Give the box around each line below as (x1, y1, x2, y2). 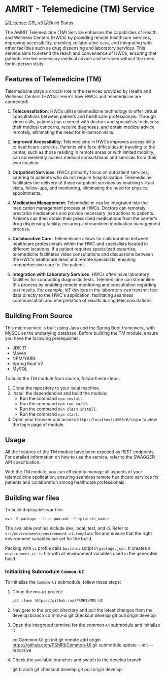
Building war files (5, 494, 60, 502)
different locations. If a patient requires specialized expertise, (12, 246, 137, 252)
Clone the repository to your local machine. (12, 385, 100, 391)
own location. (12, 159, 40, 166)
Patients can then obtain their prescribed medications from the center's (12, 215, 158, 221)
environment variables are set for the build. (5, 536, 93, 542)
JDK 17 (12, 345, 27, 351)
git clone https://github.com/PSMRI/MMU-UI (12, 598, 103, 604)
